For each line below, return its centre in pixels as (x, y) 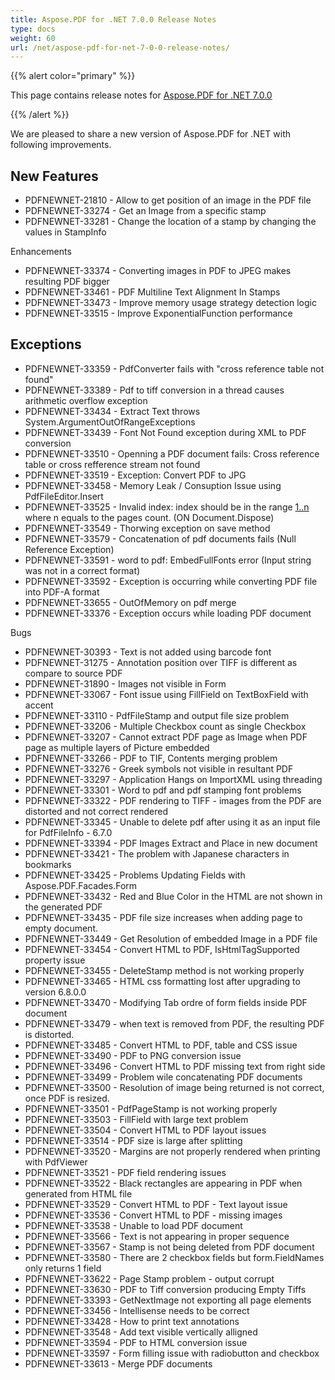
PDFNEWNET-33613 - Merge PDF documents (118, 1363)
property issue (55, 960)
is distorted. (49, 1034)
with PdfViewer (56, 1162)
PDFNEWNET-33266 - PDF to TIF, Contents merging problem (151, 758)
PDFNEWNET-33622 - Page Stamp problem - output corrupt (149, 1278)
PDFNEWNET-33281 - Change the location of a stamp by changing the (170, 222)
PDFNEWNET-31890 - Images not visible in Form (125, 683)
